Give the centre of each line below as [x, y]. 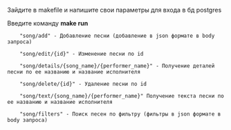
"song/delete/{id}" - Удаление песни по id [83, 84]
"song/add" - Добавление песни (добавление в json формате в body [117, 36]
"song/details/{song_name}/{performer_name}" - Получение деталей [117, 66]
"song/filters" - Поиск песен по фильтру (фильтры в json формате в [120, 114]
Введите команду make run [48, 23]
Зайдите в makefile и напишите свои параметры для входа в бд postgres [114, 10]
